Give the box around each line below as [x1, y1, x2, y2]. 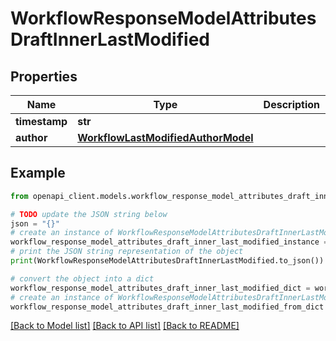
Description [263, 98, 321, 111]
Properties [10, 68, 78, 85]
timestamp [15, 115, 68, 128]
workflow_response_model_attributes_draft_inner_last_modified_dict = [10, 283, 311, 293]
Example [10, 165, 66, 182]
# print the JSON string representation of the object [10, 247, 244, 257]
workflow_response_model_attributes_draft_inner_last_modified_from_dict [10, 302, 325, 312]
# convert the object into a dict [10, 273, 155, 284]
